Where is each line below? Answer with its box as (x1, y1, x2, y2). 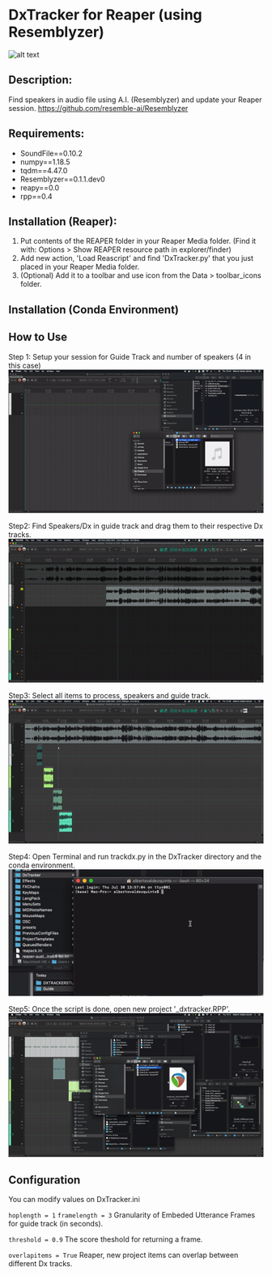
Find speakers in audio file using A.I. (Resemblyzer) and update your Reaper (8, 95, 262, 104)
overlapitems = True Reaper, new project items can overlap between (8, 1250, 239, 1260)
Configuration (8, 1173, 81, 1187)
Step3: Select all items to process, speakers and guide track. (8, 690, 211, 700)
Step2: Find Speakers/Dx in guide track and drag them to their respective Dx (8, 521, 263, 531)
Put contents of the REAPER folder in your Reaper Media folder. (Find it (19, 237, 257, 246)
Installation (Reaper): (8, 215, 117, 228)
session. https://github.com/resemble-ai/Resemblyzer (8, 103, 189, 113)
